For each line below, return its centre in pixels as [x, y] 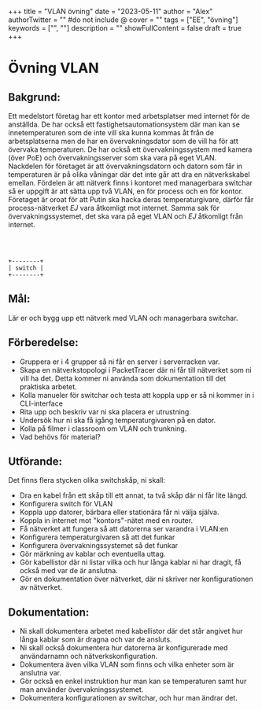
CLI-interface [41, 403]
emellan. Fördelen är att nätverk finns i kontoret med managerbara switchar [131, 183]
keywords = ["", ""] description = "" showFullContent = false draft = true [125, 28]
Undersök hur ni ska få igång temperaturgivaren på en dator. [118, 420]
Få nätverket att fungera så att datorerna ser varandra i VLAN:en [124, 529]
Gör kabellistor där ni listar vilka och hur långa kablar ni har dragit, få [130, 562]
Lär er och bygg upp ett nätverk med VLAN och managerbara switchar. [123, 318]
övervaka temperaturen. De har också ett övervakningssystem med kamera [130, 149]
